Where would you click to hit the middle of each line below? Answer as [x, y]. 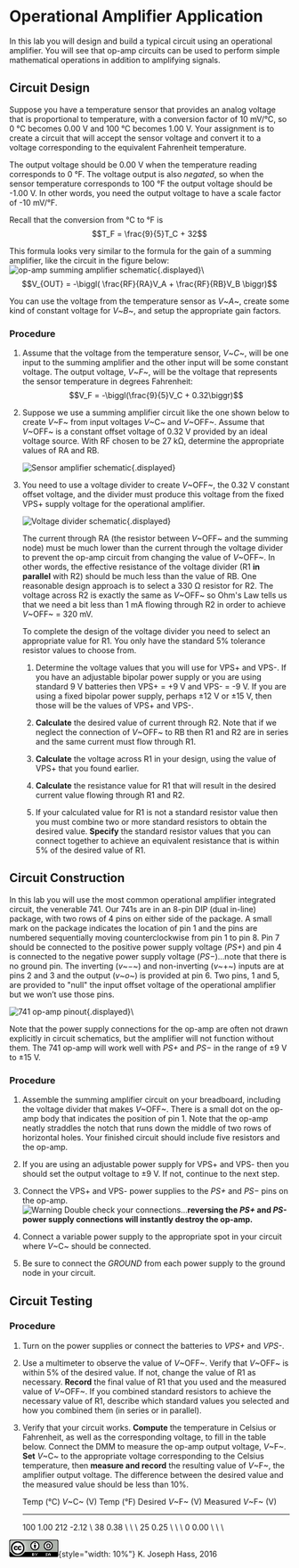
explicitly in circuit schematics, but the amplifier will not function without [141, 1038]
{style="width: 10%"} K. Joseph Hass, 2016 [138, 1554]
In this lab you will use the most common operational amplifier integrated [142, 899]
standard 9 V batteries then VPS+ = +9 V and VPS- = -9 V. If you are [161, 687]
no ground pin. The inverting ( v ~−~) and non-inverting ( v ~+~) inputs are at [147, 966]
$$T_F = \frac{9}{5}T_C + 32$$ [149, 233]
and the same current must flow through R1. [116, 742]
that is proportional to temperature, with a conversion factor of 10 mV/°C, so [148, 118]
